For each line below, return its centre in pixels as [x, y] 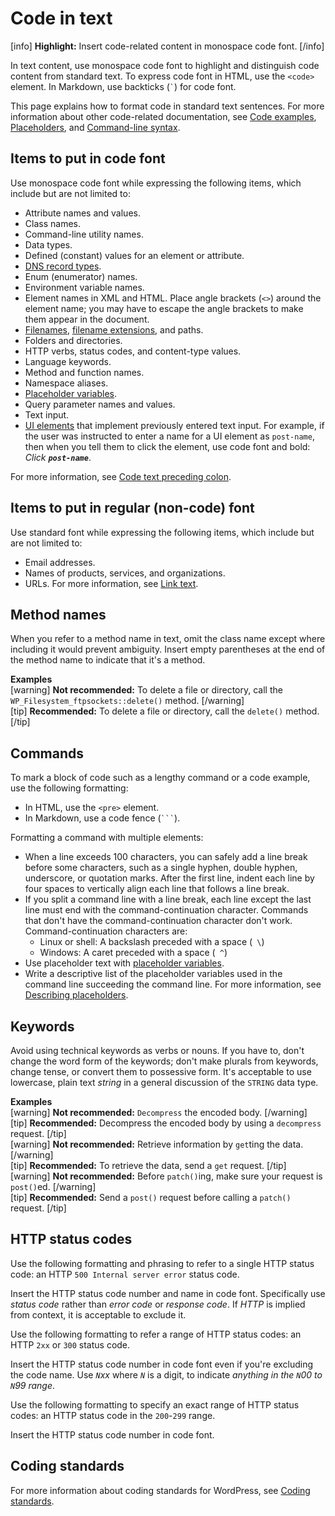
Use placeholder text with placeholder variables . [124, 963]
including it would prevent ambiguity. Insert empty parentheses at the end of [168, 649]
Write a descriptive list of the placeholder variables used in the [153, 974]
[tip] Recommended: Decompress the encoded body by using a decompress [166, 1123]
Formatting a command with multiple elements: [107, 838]
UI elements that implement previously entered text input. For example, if [174, 425]
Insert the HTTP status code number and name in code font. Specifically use [168, 1293]
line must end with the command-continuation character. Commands [166, 910]
